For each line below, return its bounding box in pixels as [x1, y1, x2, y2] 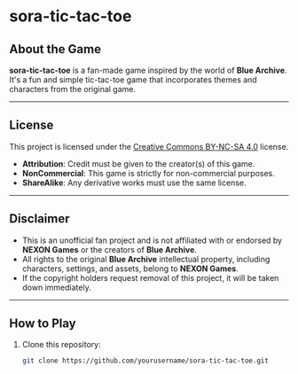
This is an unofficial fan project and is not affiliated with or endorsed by [21, 235, 282, 245]
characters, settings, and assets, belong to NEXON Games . [21, 263, 239, 274]
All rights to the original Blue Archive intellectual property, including [21, 253, 271, 264]
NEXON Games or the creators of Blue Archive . [21, 244, 198, 254]
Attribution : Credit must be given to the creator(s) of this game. [21, 158, 255, 169]
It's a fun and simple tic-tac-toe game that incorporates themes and [9, 74, 257, 85]
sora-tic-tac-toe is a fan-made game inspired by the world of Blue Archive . [9, 65, 287, 75]
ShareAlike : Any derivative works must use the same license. [21, 177, 247, 188]
